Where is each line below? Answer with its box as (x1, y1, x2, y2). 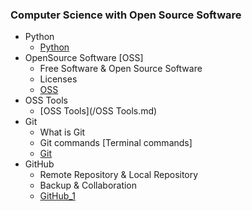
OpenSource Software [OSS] (24, 52, 144, 64)
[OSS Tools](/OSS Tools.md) (39, 105, 158, 117)
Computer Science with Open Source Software (10, 8, 242, 22)
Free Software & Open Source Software (39, 63, 203, 75)
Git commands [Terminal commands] (39, 137, 193, 149)
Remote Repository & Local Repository (39, 169, 199, 181)
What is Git (39, 126, 86, 138)
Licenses (39, 73, 78, 85)
